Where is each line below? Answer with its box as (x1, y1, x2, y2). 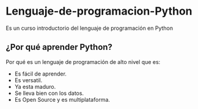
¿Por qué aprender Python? (5, 42, 112, 52)
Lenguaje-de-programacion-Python (5, 4, 193, 18)
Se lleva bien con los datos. (14, 90, 84, 97)
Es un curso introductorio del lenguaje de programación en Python (5, 24, 174, 32)
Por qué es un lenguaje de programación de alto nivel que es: (5, 58, 161, 65)
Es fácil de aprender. (14, 70, 67, 77)
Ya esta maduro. (14, 83, 56, 90)
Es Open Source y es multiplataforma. (14, 96, 111, 103)
